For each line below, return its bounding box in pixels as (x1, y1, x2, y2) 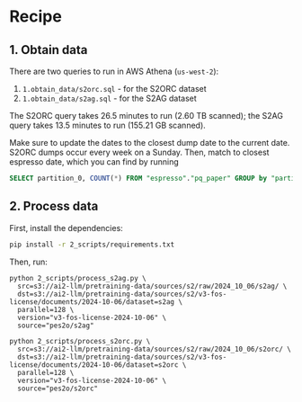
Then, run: (9, 256, 48, 267)
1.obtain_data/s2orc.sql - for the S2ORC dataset (22, 84, 207, 94)
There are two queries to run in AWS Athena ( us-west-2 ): (9, 66, 219, 76)
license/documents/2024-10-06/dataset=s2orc (9, 360, 179, 370)
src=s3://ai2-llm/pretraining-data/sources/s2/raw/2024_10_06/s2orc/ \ (17, 344, 292, 353)
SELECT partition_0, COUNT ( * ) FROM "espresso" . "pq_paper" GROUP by (9, 174, 268, 183)
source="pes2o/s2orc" (17, 384, 99, 393)
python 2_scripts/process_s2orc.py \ (9, 336, 151, 345)
